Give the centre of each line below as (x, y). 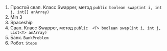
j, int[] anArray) (30, 12)
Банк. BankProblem (29, 38)
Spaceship (21, 22)
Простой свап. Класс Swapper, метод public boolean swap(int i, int (86, 7)
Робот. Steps (23, 43)
